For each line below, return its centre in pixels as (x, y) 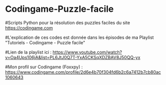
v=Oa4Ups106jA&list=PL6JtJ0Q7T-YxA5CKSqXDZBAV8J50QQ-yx (73, 57)
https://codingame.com (29, 28)
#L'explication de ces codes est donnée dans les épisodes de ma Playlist (80, 37)
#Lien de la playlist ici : (28, 52)
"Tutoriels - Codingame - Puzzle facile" (45, 42)
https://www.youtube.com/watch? (87, 52)
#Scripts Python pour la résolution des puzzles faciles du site (68, 23)
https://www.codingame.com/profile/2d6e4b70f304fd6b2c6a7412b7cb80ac (83, 72)
